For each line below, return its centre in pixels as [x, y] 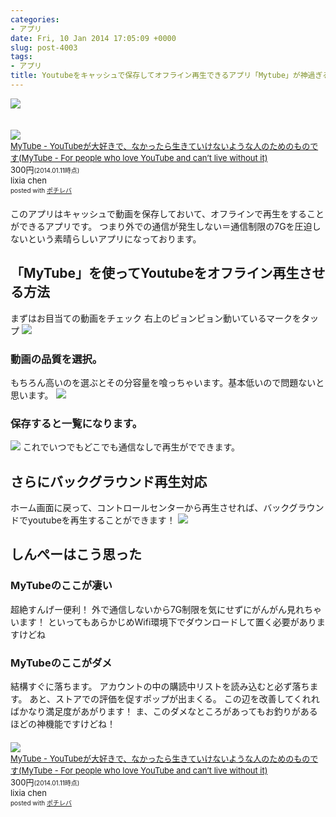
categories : [35, 19]
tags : [21, 57]
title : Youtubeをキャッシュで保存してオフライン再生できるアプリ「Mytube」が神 [159, 76]
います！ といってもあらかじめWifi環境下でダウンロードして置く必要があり [163, 622]
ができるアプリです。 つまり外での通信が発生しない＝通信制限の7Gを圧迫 [161, 226]
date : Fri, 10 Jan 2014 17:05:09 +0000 [93, 38]
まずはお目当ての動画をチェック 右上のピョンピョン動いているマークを [156, 318]
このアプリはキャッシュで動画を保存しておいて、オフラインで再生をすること [167, 213]
